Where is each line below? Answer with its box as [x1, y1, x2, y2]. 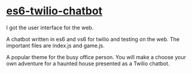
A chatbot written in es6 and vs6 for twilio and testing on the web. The [6, 35, 180, 42]
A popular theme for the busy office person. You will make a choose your [6, 53, 187, 60]
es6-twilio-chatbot [6, 4, 103, 18]
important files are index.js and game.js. [6, 42, 105, 49]
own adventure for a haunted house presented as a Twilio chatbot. [6, 60, 170, 67]
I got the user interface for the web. [6, 24, 94, 31]
